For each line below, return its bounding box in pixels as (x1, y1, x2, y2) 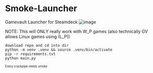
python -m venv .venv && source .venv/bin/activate (5, 47, 112, 52)
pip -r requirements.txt (5, 52, 56, 56)
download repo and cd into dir (5, 43, 69, 48)
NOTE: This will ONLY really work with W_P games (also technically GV (5, 28, 148, 34)
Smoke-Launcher (5, 3, 77, 14)
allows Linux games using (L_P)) (5, 34, 70, 39)
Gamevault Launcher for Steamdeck (5, 19, 78, 25)
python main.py (5, 55, 36, 61)
